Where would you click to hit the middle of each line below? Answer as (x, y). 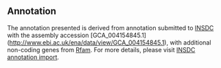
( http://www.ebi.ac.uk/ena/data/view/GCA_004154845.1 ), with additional (109, 42)
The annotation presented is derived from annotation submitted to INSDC (110, 27)
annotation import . (33, 57)
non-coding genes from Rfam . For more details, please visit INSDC (101, 49)
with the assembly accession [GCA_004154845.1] (77, 35)
